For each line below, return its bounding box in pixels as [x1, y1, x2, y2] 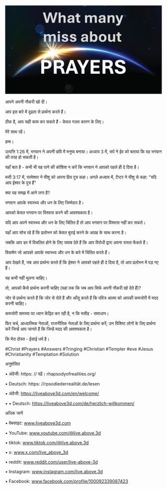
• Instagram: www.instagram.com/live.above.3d [5, 469, 103, 475]
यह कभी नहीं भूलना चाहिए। [5, 275, 48, 281]
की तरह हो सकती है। [5, 154, 39, 160]
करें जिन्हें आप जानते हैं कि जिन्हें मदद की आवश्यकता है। [5, 326, 92, 332]
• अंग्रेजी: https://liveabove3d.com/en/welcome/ [5, 390, 99, 396]
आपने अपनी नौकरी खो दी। [5, 99, 48, 105]
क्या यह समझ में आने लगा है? [5, 190, 50, 196]
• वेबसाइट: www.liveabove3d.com [5, 420, 71, 426]
